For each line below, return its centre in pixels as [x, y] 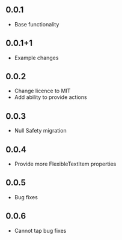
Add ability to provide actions [51, 97]
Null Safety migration [40, 131]
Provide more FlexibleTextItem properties [65, 164]
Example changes [36, 58]
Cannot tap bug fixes [40, 230]
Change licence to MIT [42, 91]
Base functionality [37, 24]
